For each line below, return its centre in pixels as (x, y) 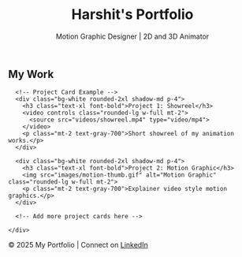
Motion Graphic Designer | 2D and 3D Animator (132, 36)
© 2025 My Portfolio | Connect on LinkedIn (78, 245)
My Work (31, 74)
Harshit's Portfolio (132, 15)
